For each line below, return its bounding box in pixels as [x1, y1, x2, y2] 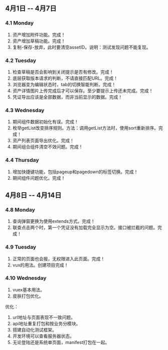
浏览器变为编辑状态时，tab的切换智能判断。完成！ [12, 81, 116, 87]
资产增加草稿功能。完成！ [12, 38, 66, 44]
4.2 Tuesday [5, 57, 37, 64]
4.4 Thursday [5, 157, 39, 164]
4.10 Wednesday [5, 274, 47, 281]
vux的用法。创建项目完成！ [12, 262, 69, 268]
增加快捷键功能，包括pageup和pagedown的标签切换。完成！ [12, 169, 138, 175]
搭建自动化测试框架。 [12, 326, 57, 332]
